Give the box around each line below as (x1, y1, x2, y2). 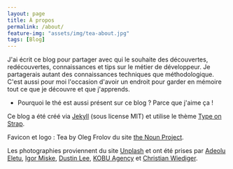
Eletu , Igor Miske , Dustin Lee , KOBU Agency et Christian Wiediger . (7, 154, 198, 163)
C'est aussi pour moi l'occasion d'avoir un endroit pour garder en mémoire (7, 78, 222, 86)
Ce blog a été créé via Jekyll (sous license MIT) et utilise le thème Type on (7, 112, 222, 121)
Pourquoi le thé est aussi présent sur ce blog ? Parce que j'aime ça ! (17, 98, 213, 107)
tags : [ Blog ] (7, 36, 45, 43)
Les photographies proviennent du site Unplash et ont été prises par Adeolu (7, 147, 226, 155)
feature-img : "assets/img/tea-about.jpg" (7, 29, 130, 37)
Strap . (7, 119, 25, 128)
